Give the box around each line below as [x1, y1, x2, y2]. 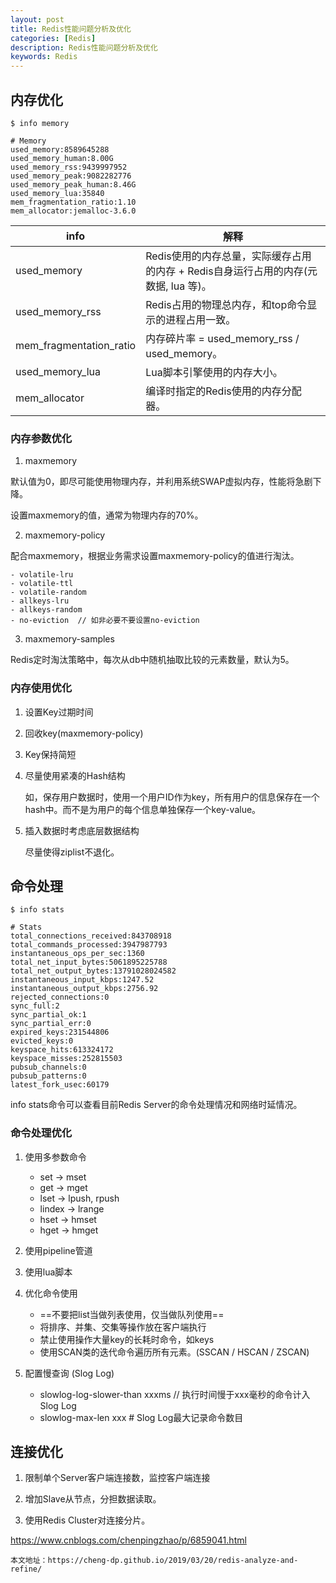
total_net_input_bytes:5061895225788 [10, 957, 168, 968]
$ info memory [10, 118, 70, 128]
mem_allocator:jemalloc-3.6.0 [10, 206, 137, 216]
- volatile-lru [10, 570, 74, 580]
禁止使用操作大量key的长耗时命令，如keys [39, 1333, 215, 1345]
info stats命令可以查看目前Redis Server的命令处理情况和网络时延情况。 [10, 1099, 303, 1111]
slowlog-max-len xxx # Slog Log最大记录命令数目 [39, 1411, 244, 1423]
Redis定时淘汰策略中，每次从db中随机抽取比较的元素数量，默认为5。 [10, 654, 295, 666]
